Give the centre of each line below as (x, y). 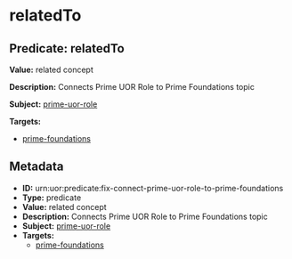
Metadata (36, 167)
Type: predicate (52, 198)
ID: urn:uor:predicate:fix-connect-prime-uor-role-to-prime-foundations (153, 188)
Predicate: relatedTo (67, 49)
